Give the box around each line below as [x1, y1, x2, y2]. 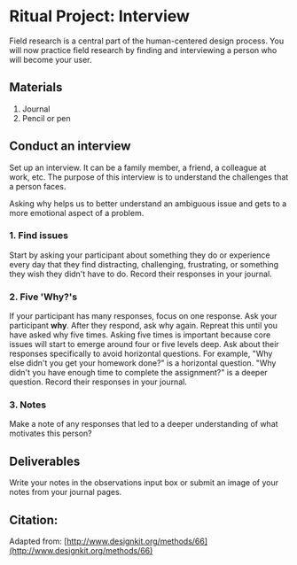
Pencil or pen [21, 112, 71, 123]
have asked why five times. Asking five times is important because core [9, 329, 271, 340]
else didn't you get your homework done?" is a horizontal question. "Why [9, 358, 277, 368]
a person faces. [9, 181, 66, 191]
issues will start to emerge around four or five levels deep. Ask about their [9, 339, 279, 350]
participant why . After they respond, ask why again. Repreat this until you [9, 321, 277, 331]
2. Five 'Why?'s [9, 290, 78, 303]
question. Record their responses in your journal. [9, 376, 188, 387]
